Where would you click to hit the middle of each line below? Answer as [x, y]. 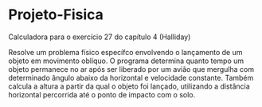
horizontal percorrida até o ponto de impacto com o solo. [102, 94]
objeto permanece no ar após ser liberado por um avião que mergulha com [131, 69]
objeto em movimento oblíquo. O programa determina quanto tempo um [126, 61]
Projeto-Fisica [56, 15]
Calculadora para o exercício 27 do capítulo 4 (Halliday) [100, 37]
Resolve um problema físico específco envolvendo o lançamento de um [125, 52]
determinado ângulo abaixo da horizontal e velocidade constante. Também [131, 77]
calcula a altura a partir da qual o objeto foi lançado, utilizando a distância [129, 86]
